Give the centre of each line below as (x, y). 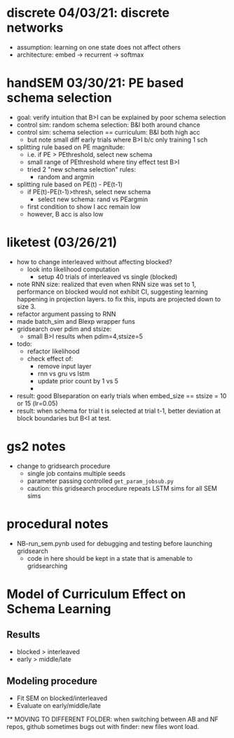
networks (35, 28)
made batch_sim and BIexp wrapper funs (76, 321)
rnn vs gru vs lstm (64, 374)
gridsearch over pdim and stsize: (64, 329)
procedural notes (58, 524)
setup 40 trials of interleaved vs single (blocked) (108, 276)
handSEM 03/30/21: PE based (95, 83)
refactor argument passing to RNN (66, 314)
